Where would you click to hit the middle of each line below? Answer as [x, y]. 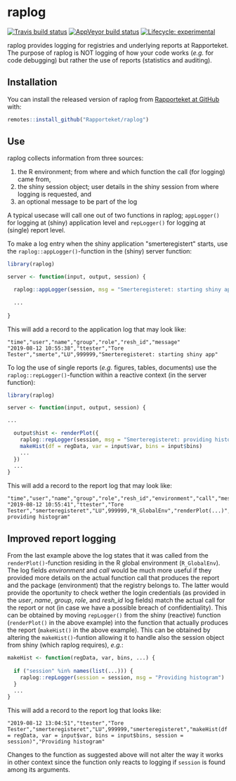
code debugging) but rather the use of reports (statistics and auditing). [110, 60]
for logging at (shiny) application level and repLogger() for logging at [106, 223]
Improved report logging [62, 538]
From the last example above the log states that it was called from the [108, 556]
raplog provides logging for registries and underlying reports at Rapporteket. [118, 45]
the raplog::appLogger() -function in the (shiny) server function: [99, 251]
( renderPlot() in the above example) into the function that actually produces [118, 623]
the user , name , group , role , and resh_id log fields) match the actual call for [116, 600]
